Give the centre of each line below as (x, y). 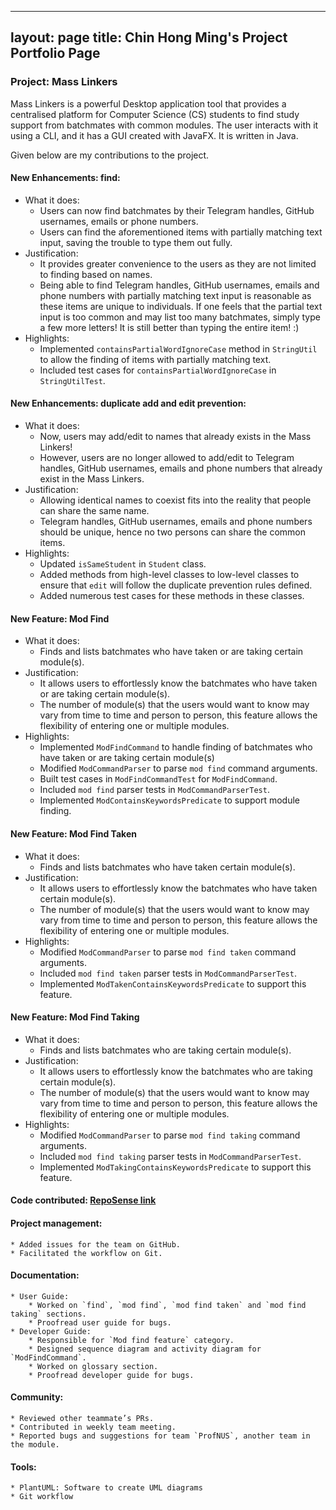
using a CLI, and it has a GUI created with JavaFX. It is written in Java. (154, 135)
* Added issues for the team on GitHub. (96, 1244)
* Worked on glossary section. (93, 1366)
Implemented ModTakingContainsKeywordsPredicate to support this (175, 1167)
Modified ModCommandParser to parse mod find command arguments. (178, 768)
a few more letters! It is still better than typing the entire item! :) (169, 327)
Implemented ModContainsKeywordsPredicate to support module (170, 800)
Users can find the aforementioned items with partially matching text (181, 232)
